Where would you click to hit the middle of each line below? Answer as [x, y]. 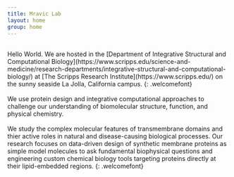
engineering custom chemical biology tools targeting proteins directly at [112, 159]
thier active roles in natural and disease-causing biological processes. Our [115, 136]
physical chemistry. [36, 114]
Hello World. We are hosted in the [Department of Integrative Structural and [117, 54]
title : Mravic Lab [34, 14]
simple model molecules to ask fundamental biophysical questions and [110, 151]
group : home [25, 27]
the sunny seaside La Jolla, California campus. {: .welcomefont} [100, 84]
